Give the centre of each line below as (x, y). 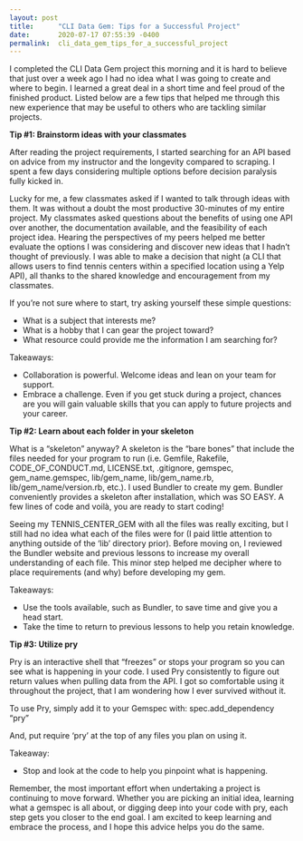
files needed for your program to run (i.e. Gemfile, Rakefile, (119, 458)
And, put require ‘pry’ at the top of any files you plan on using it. (128, 736)
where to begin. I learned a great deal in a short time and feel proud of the (147, 88)
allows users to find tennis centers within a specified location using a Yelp (147, 266)
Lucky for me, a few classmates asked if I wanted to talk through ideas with (150, 199)
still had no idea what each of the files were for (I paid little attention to (141, 534)
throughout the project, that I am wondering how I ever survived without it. (148, 691)
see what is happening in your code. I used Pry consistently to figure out (144, 671)
